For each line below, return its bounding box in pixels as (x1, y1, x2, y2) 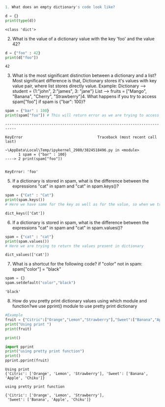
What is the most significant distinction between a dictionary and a (12, 73, 147, 78)
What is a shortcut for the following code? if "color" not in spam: (12, 261, 142, 267)
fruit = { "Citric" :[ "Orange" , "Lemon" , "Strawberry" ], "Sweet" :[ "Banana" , (5, 317, 155, 322)
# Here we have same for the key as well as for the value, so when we (5, 202, 155, 207)
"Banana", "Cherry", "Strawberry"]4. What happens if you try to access (12, 94, 157, 100)
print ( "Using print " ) (5, 322, 52, 327)
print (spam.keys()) (5, 197, 45, 202)
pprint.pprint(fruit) (5, 358, 50, 363)
